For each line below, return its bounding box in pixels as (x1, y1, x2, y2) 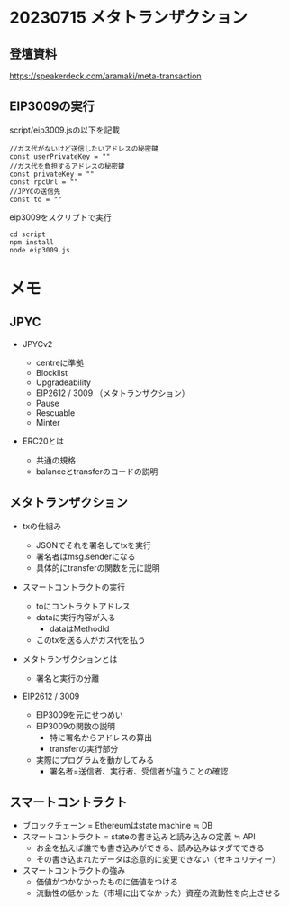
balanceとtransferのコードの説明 (35, 465, 158, 477)
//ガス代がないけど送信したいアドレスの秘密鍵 (9, 144, 159, 153)
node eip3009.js (9, 245, 70, 254)
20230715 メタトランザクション (9, 7, 248, 28)
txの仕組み (22, 520, 62, 531)
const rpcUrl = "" (9, 177, 78, 187)
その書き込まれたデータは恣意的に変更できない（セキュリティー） (35, 854, 281, 865)
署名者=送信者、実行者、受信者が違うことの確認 (49, 765, 229, 776)
